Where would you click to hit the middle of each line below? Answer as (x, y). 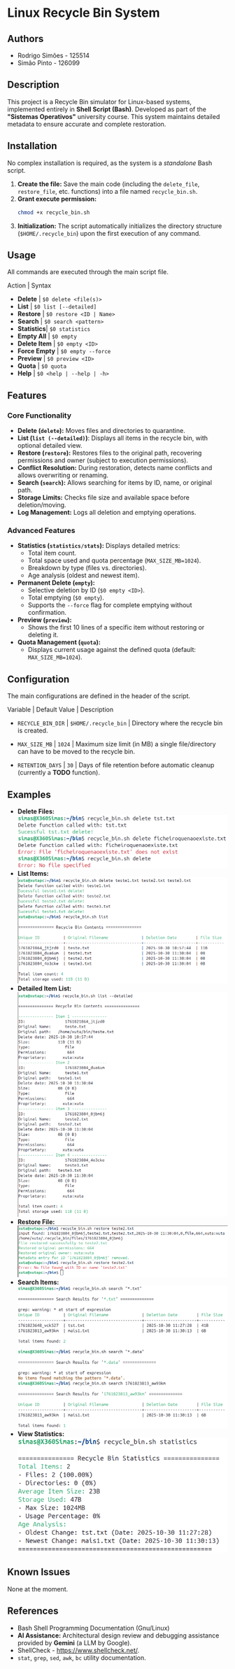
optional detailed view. (50, 445)
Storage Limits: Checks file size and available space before (104, 497)
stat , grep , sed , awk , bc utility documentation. (82, 1657)
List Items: (33, 873)
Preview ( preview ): (44, 620)
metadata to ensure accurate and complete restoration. (87, 124)
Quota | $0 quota (42, 366)
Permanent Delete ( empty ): (56, 583)
